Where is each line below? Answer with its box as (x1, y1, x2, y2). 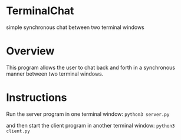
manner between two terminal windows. (6, 70, 104, 77)
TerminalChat (6, 4, 74, 18)
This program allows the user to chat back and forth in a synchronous (6, 64, 176, 71)
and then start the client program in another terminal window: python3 (6, 122, 175, 129)
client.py (6, 128, 31, 134)
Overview (6, 44, 55, 58)
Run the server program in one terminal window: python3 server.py (6, 110, 170, 118)
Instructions (6, 91, 67, 105)
